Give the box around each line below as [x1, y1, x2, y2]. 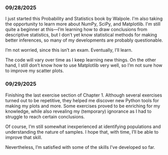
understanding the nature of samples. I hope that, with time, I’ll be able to [5, 129, 159, 135]
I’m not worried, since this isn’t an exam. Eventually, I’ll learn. [5, 47, 133, 53]
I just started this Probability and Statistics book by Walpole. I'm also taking [5, 16, 163, 22]
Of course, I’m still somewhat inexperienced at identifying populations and [5, 123, 161, 130]
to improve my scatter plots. [5, 68, 64, 74]
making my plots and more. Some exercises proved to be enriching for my [5, 103, 160, 109]
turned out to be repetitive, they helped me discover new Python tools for [5, 97, 159, 103]
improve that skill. [5, 134, 42, 140]
